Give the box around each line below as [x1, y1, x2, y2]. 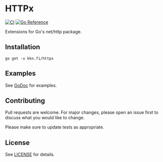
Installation [5, 43, 40, 52]
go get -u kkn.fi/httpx [5, 56, 54, 61]
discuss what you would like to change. [5, 115, 85, 121]
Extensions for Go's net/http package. [5, 28, 82, 34]
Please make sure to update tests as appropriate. [5, 124, 105, 130]
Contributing [5, 96, 45, 105]
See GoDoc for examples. [5, 82, 57, 88]
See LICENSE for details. [5, 152, 55, 158]
